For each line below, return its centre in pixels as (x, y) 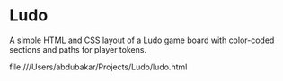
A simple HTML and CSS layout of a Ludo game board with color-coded (142, 40)
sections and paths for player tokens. (78, 49)
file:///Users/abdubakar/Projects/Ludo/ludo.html (98, 67)
